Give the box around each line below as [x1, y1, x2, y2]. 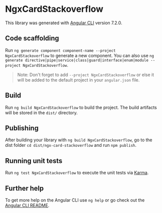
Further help [5, 184, 44, 192]
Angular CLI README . [5, 203, 50, 208]
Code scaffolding [5, 34, 59, 43]
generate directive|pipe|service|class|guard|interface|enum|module [5, 58, 149, 63]
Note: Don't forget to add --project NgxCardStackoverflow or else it [17, 72, 154, 78]
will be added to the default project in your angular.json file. [17, 77, 140, 83]
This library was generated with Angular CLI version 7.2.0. [5, 20, 122, 26]
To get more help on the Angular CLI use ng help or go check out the [5, 197, 145, 203]
